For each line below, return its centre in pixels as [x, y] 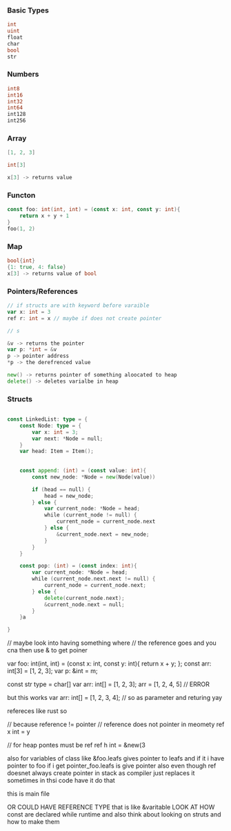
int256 [17, 121]
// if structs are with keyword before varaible [78, 306]
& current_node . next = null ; [84, 604]
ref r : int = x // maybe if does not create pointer [84, 318]
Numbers [23, 74]
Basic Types [28, 10]
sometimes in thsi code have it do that [61, 781]
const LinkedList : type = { [48, 419]
